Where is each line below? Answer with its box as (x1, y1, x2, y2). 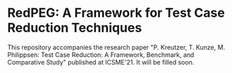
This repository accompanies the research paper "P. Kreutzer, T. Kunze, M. (7, 43, 226, 51)
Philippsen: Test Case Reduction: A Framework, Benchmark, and (7, 51, 195, 59)
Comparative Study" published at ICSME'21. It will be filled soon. (7, 58, 195, 66)
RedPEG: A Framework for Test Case (7, 5, 226, 21)
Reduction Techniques (7, 20, 142, 36)
